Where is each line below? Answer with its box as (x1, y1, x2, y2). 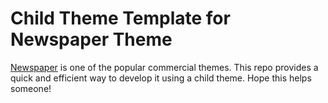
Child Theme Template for (10, 7, 231, 30)
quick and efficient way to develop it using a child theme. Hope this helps (10, 72, 312, 84)
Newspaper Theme (10, 28, 173, 51)
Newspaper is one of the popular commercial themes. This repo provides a (10, 61, 319, 73)
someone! (10, 82, 52, 94)
